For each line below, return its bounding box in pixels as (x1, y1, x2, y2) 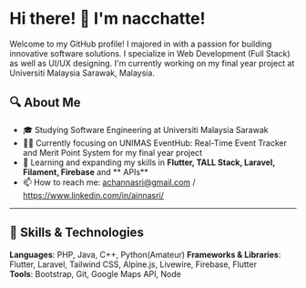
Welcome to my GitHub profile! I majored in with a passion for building (9, 38, 272, 49)
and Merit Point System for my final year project (22, 147, 203, 158)
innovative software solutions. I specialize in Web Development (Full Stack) (9, 47, 291, 58)
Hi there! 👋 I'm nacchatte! (9, 8, 206, 29)
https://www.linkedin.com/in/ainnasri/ (22, 190, 164, 201)
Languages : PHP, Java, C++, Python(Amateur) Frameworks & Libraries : (9, 249, 281, 260)
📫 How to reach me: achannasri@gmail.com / (22, 177, 196, 188)
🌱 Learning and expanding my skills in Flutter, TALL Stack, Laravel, (22, 157, 276, 168)
